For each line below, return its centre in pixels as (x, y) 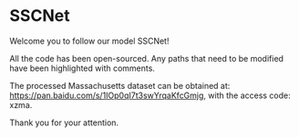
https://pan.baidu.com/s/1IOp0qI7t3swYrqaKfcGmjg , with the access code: (150, 95)
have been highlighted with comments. (82, 68)
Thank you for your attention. (64, 122)
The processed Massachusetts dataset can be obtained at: (120, 85)
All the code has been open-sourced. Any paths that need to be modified (147, 58)
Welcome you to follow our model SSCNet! (89, 41)
